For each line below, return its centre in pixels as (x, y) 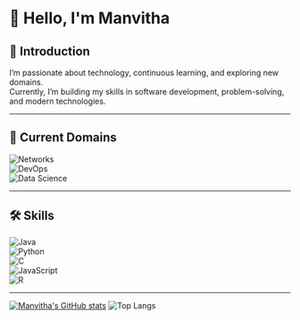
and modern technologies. (58, 101)
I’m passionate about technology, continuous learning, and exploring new (144, 72)
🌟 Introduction (50, 51)
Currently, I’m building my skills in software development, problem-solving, (147, 92)
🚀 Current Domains (63, 138)
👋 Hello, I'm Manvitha (90, 18)
